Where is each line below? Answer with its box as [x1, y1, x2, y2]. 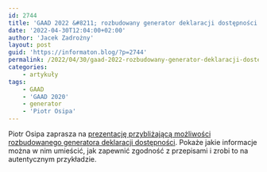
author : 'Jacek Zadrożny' [8, 33, 94, 42]
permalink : [8, 56, 44, 64]
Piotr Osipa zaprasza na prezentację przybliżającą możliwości [8, 129, 211, 139]
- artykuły [22, 71, 59, 78]
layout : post [8, 41, 52, 49]
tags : [8, 78, 26, 86]
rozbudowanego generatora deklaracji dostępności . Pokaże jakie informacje [8, 138, 257, 147]
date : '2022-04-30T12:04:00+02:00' [8, 26, 126, 34]
